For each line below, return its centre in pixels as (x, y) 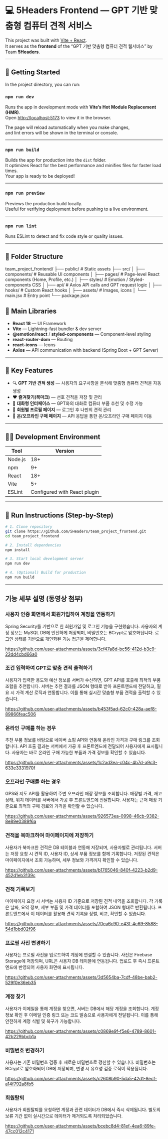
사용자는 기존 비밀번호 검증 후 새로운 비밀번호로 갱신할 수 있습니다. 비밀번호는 (80, 1062)
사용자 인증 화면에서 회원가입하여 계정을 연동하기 (60, 614)
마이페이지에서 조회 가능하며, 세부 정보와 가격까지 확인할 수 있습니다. (72, 860)
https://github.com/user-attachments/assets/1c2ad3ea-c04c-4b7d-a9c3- (81, 763)
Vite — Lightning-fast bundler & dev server (57, 329)
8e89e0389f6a (21, 821)
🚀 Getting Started (33, 73)
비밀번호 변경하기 (25, 1050)
